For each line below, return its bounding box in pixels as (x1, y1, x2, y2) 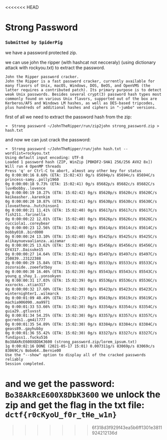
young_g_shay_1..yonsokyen (5, 274, 61, 279)
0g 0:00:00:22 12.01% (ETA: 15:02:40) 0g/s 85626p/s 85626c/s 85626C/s (5, 216, 157, 222)
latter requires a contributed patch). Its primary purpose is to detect (5, 88, 162, 93)
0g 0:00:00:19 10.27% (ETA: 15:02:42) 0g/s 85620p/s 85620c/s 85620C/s (5, 190, 157, 195)
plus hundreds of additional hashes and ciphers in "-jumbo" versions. (5, 105, 157, 110)
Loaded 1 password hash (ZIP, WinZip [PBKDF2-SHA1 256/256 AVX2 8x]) (5, 160, 153, 165)
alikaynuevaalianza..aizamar (5, 239, 66, 244)
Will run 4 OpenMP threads (5, 164, 61, 169)
